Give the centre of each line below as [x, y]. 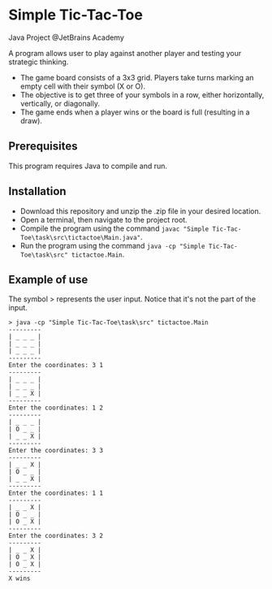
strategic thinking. [39, 62]
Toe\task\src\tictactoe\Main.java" [80, 237]
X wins [19, 578]
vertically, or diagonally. [60, 103]
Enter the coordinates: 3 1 [56, 366]
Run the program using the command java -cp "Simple [112, 245]
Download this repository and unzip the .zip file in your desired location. [140, 211]
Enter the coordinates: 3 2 [56, 536]
